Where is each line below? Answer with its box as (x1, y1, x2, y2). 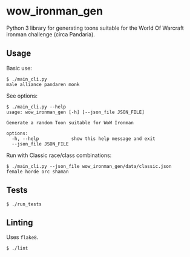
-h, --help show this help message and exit (11, 135, 156, 142)
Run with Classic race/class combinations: (6, 152, 112, 159)
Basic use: (6, 64, 32, 72)
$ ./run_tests (6, 201, 42, 207)
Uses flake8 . (6, 233, 39, 241)
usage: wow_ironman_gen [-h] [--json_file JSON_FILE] (6, 109, 145, 115)
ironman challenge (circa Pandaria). (6, 30, 96, 38)
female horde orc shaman (6, 169, 69, 175)
